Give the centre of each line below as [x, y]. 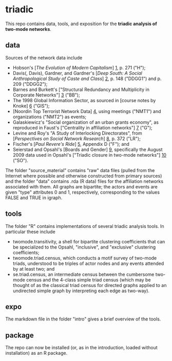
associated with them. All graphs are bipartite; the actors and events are [81, 186]
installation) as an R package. [36, 353]
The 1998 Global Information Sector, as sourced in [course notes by [84, 100]
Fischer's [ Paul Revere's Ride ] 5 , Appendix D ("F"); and [71, 144]
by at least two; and [34, 269]
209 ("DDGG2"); [30, 84]
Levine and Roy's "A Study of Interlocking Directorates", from [77, 133]
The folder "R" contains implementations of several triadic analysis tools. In [85, 226]
